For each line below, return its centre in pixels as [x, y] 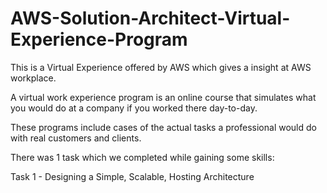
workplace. [33, 78]
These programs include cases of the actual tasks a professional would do [163, 127]
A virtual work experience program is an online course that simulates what [163, 97]
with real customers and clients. [76, 138]
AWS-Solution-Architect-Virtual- [150, 18]
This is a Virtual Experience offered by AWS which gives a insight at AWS [161, 67]
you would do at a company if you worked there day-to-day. [134, 108]
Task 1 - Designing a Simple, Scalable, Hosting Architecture [132, 176]
